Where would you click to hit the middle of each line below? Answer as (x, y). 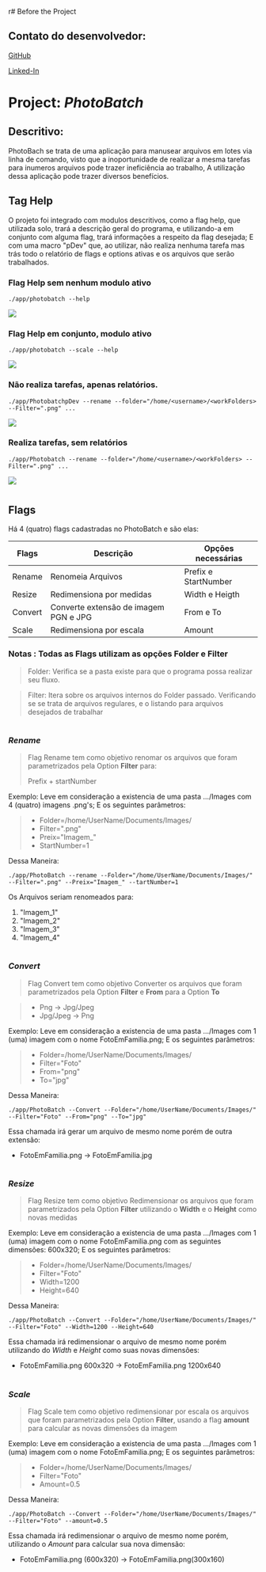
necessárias (219, 559)
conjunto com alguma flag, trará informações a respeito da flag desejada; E (131, 237)
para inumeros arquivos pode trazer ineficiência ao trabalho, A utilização (127, 167)
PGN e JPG (71, 617)
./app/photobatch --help (49, 299)
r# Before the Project (42, 11)
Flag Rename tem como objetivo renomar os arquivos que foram (132, 758)
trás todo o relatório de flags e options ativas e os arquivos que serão (122, 253)
